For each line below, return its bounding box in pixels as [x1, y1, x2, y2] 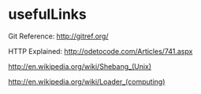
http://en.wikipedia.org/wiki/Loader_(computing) [8, 77, 166, 86]
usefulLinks [8, 5, 87, 23]
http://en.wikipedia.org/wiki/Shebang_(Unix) [8, 61, 152, 71]
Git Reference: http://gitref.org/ [8, 31, 109, 41]
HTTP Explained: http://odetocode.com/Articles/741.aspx [8, 46, 193, 56]
